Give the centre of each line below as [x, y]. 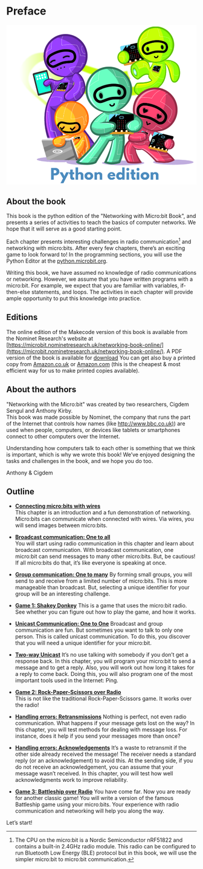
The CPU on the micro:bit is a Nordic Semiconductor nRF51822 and [99, 840]
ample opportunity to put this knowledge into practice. [74, 298]
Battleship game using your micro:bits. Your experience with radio [97, 805]
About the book [36, 201]
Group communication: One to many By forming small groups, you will [103, 575]
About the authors [41, 389]
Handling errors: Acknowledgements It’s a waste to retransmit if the [101, 748]
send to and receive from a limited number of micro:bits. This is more [101, 581]
